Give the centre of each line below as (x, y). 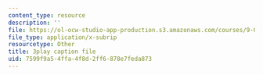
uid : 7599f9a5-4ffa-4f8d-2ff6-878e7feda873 (80, 59)
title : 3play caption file (52, 52)
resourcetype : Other (42, 45)
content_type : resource (47, 15)
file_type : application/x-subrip (63, 37)
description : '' (34, 23)
